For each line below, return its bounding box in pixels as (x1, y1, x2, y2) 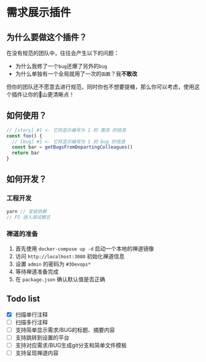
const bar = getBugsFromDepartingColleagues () (12, 144, 133, 150)
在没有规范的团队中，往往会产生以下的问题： (6, 50, 120, 56)
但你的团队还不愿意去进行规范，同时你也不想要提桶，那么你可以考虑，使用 (6, 83, 194, 90)
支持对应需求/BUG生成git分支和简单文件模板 (15, 341, 127, 349)
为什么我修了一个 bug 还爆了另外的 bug (15, 63, 107, 69)
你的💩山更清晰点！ (27, 91, 75, 98)
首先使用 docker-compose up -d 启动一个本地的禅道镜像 (15, 245, 154, 252)
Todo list (6, 294, 40, 304)
